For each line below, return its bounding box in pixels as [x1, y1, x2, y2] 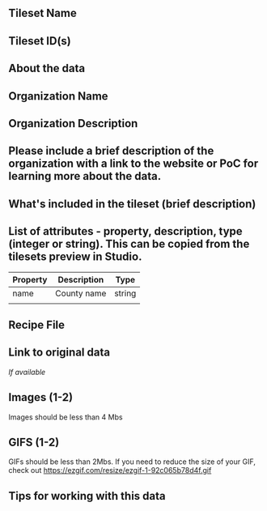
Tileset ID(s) [8, 34, 71, 48]
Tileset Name [8, 6, 77, 20]
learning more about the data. [8, 169, 162, 183]
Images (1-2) [8, 390, 74, 404]
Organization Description [8, 117, 138, 130]
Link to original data [8, 346, 111, 360]
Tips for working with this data [8, 489, 166, 503]
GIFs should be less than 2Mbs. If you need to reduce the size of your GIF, [8, 457, 256, 466]
